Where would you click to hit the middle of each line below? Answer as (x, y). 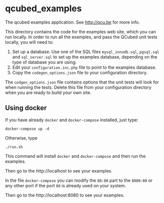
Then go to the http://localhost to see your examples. (59, 171)
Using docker (26, 108)
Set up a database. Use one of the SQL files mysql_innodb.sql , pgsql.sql (86, 52)
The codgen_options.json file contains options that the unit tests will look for (82, 82)
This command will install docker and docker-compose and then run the (75, 156)
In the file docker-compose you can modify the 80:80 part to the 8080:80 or (79, 180)
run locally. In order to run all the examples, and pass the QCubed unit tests (81, 37)
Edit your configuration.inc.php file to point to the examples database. (84, 67)
